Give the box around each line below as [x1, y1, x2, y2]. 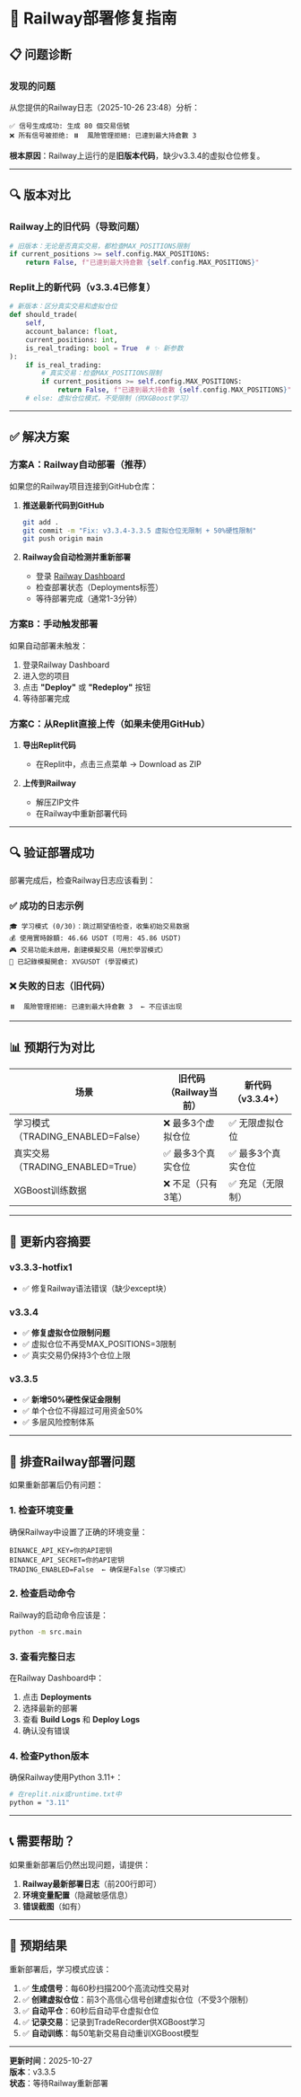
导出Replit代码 [21, 739, 76, 750]
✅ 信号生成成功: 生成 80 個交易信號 [9, 121, 130, 130]
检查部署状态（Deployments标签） [35, 582, 164, 593]
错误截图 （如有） [21, 1900, 86, 1911]
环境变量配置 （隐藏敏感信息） [21, 1890, 133, 1900]
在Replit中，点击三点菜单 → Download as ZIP [35, 758, 202, 769]
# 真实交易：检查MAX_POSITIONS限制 [41, 369, 162, 378]
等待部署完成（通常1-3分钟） [35, 594, 142, 604]
